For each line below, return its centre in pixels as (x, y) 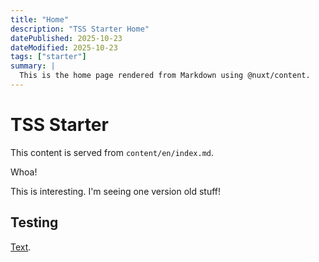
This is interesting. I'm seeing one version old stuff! (116, 191)
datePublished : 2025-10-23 (66, 38)
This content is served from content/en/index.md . (112, 152)
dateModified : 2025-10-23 (64, 47)
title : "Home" (40, 19)
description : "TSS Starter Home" (80, 29)
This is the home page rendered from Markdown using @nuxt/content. (165, 76)
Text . (21, 247)
